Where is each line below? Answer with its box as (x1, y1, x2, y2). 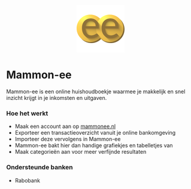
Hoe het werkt (6, 109, 48, 117)
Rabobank (14, 176, 41, 184)
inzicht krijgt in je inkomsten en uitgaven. (6, 94, 107, 101)
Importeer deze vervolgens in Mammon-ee (14, 136, 121, 143)
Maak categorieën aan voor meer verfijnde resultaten (14, 148, 147, 156)
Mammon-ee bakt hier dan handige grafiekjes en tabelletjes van (14, 142, 173, 149)
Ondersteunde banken (6, 163, 73, 172)
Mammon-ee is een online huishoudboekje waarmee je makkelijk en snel (6, 88, 186, 95)
